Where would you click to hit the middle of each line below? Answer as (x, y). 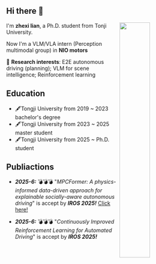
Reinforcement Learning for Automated (63, 230)
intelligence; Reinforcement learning (51, 74)
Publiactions (30, 167)
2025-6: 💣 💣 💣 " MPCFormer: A (54, 182)
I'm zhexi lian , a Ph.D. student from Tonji (56, 25)
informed (26, 190)
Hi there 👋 (25, 11)
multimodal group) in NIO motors (47, 50)
